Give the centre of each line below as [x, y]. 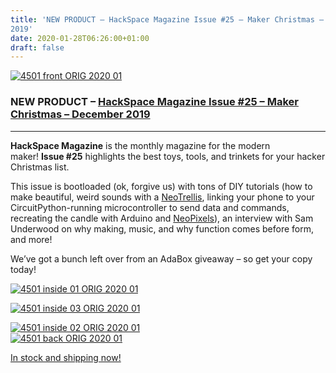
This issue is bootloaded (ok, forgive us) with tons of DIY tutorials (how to [161, 186]
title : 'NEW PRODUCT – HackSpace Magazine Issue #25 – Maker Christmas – [167, 19]
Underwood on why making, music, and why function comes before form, [162, 228]
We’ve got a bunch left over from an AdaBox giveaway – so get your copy [161, 258]
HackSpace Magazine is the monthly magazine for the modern [140, 145]
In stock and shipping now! [66, 357]
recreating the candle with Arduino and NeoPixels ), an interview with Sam [162, 218]
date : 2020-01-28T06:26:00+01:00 [80, 38]
